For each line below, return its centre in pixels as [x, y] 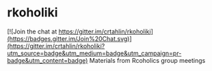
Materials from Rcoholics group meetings [147, 60]
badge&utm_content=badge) [48, 60]
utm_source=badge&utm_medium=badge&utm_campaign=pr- [94, 53]
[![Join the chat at [32, 31]
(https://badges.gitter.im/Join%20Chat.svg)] [69, 38]
